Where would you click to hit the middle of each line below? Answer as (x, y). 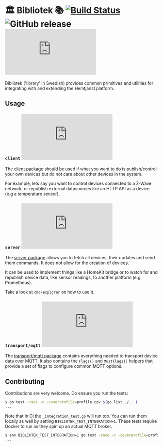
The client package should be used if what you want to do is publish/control (81, 169)
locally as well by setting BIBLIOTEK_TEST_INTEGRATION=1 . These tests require (81, 421)
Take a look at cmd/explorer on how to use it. (50, 292)
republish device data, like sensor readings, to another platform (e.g (73, 277)
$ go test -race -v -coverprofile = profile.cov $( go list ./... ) (71, 402)
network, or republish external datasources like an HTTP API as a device (77, 188)
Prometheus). (19, 282)
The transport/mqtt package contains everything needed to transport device (81, 356)
